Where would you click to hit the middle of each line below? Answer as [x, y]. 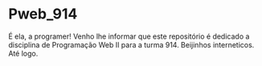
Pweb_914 [43, 14]
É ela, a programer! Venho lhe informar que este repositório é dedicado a [129, 36]
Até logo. [23, 53]
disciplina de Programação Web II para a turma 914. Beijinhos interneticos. [131, 44]
